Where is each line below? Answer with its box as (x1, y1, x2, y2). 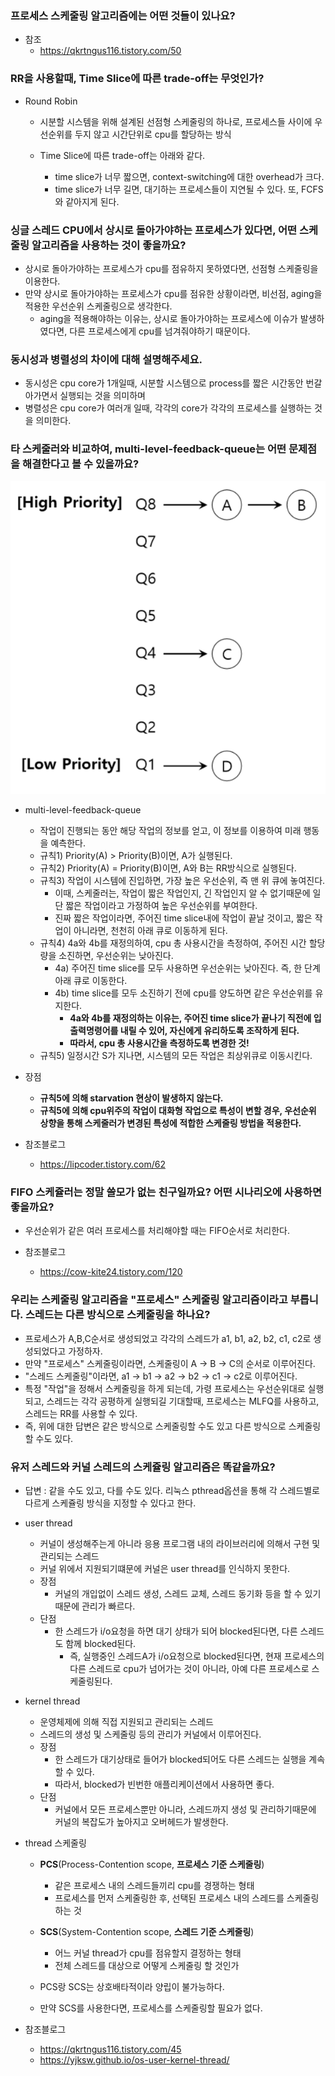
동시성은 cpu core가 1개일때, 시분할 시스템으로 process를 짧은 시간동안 (24, 377, 304, 389)
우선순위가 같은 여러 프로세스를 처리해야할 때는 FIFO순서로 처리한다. (24, 1225, 291, 1237)
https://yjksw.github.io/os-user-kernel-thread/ (39, 2054, 230, 2066)
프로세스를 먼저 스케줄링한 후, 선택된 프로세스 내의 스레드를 (54, 1892, 285, 1904)
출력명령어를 (69, 1025, 119, 1037)
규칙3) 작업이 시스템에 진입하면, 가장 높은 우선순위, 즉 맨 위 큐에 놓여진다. (39, 875, 326, 887)
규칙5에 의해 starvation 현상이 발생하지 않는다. (39, 1092, 224, 1104)
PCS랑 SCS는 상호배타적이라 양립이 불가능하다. (39, 1981, 225, 1993)
